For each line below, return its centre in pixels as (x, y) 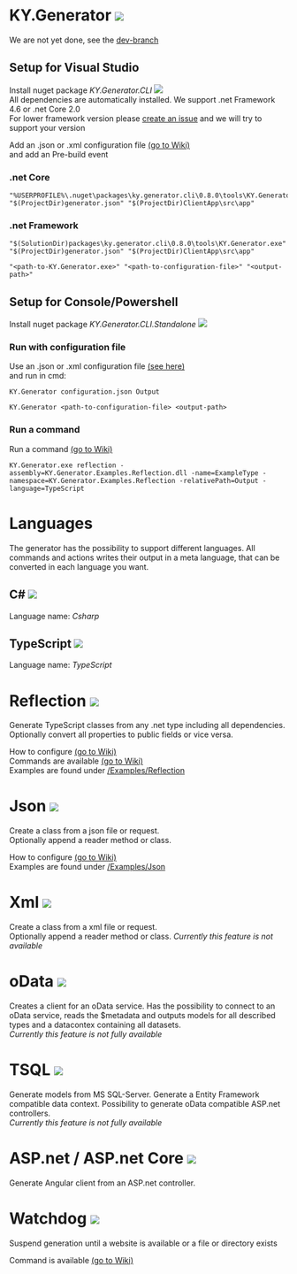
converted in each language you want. (79, 566)
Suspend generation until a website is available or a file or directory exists (144, 1243)
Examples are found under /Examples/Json (88, 867)
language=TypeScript (47, 488)
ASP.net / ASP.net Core (96, 1159)
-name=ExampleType (225, 473)
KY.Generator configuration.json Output (85, 392)
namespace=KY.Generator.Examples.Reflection (92, 480)
